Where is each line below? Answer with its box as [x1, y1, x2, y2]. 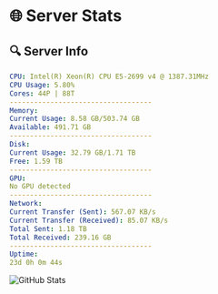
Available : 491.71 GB [9, 123, 92, 132]
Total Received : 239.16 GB [9, 233, 112, 242]
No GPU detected [9, 182, 71, 191]
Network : [9, 199, 43, 208]
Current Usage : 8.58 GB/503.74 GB [9, 115, 141, 124]
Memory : [9, 106, 39, 115]
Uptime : [9, 249, 39, 259]
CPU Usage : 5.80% [9, 80, 75, 89]
